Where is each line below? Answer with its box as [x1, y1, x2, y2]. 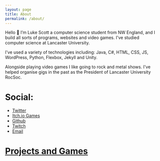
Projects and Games [5, 145, 89, 157]
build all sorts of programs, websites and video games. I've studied [5, 35, 140, 40]
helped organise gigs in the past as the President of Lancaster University [5, 69, 151, 75]
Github [12, 118, 26, 124]
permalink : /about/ [5, 16, 45, 21]
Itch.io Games [12, 113, 40, 119]
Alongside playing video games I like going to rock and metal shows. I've [5, 64, 151, 70]
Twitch [12, 123, 26, 129]
